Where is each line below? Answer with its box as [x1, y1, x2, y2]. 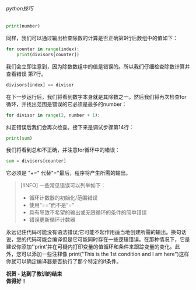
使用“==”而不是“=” [29, 202, 75, 209]
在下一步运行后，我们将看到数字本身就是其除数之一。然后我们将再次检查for [6, 93, 187, 100]
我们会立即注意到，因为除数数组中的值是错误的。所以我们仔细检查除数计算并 [6, 63, 190, 70]
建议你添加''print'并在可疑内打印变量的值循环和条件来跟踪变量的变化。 [6, 243, 175, 250]
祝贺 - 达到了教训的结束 [6, 270, 62, 277]
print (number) [6, 23, 41, 29]
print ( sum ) [6, 135, 33, 141]
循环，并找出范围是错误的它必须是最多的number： [6, 101, 127, 108]
